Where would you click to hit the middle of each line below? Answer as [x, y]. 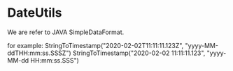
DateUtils [35, 13]
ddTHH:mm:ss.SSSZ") [39, 53]
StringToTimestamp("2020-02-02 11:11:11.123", [139, 53]
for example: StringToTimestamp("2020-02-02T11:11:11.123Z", [96, 45]
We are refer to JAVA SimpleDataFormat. [66, 32]
